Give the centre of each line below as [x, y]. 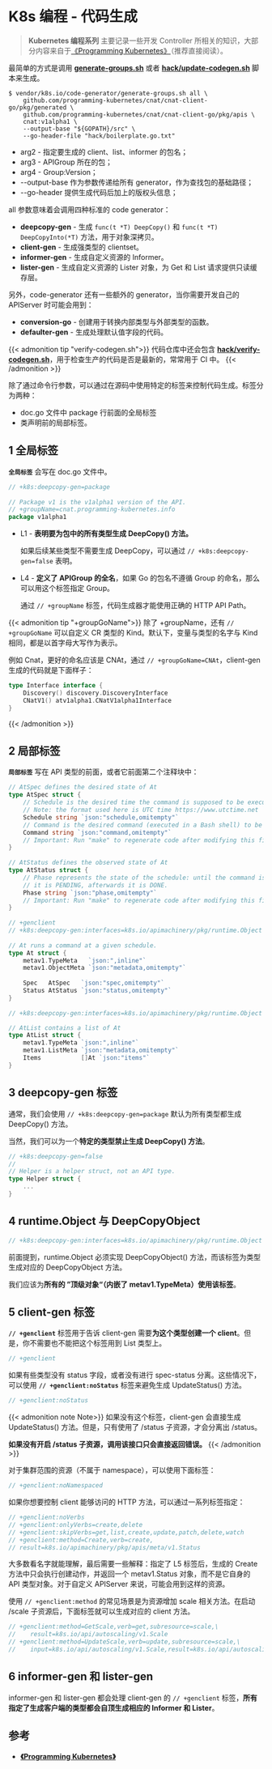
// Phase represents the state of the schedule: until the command [139, 878]
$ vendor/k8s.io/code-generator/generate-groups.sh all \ [108, 93]
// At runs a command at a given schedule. [83, 945]
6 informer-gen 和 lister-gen [81, 1677]
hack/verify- [239, 349]
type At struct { [38, 953]
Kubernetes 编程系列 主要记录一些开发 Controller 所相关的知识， [136, 40]
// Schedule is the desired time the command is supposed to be [134, 802]
